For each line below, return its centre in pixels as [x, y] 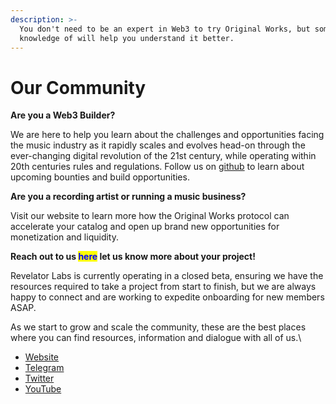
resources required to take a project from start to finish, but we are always [163, 287]
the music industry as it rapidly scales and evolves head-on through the [158, 145]
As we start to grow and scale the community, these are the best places [158, 327]
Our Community [78, 87]
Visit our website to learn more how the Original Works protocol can [150, 216]
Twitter [39, 378]
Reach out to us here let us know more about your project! [133, 257]
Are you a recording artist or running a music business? [128, 197]
